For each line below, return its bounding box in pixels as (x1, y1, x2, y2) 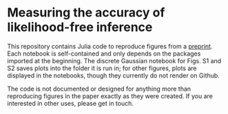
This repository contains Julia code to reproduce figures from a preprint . (7, 42, 213, 50)
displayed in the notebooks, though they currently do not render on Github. (7, 71, 220, 80)
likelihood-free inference (7, 19, 153, 35)
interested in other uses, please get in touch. (7, 99, 134, 107)
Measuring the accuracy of (7, 5, 165, 21)
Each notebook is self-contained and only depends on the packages (7, 49, 201, 58)
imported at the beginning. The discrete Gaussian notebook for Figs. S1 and (7, 56, 222, 65)
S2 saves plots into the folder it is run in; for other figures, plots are (7, 64, 198, 72)
